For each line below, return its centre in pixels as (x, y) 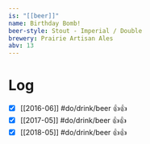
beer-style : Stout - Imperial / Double (75, 31)
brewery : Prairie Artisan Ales (61, 38)
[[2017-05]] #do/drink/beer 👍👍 (73, 121)
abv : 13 (21, 46)
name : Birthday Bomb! (45, 23)
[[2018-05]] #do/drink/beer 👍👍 (73, 133)
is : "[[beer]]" (34, 16)
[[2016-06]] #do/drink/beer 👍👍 (73, 109)
